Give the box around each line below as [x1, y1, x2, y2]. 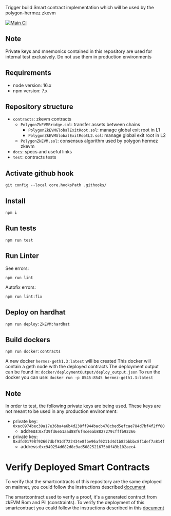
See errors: [5, 265, 29, 271]
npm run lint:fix [5, 294, 43, 299]
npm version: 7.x [12, 87, 48, 94]
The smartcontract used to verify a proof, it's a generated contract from [5, 494, 157, 500]
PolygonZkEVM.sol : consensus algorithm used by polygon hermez [20, 138, 158, 144]
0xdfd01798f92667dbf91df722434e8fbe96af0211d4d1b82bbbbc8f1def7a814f [12, 439, 165, 444]
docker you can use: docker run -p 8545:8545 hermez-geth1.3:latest [5, 374, 154, 381]
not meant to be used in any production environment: [5, 408, 118, 414]
